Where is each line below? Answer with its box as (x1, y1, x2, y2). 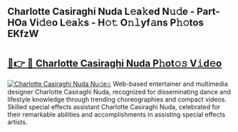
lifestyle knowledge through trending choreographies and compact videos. (7, 95, 227, 104)
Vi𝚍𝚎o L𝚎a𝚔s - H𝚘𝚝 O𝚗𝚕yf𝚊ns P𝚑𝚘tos (29, 17, 205, 29)
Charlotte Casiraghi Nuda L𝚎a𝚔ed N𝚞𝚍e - (7, 6, 195, 18)
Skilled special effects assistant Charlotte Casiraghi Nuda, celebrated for (7, 103, 221, 111)
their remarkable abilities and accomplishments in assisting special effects (7, 110, 226, 119)
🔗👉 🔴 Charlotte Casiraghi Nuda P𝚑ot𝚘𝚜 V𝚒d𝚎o (7, 57, 222, 70)
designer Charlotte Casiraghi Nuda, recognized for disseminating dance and (7, 88, 232, 96)
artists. (7, 118, 28, 126)
